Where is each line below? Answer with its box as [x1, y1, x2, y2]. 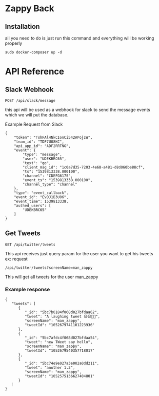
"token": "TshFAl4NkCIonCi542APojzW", [14, 135, 93, 140]
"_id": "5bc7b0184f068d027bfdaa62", [24, 310, 99, 315]
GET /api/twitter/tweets [5, 242, 56, 247]
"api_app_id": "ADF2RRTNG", [14, 144, 71, 149]
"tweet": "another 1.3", [24, 365, 76, 370]
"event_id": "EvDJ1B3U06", [14, 195, 69, 200]
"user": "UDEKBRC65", [22, 156, 67, 161]
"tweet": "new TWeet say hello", [24, 339, 93, 345]
